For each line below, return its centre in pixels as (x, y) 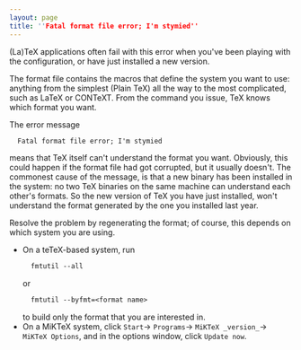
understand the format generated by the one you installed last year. (134, 206)
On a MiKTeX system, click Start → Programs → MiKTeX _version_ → (145, 327)
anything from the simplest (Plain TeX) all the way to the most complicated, (148, 88)
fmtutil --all (57, 267)
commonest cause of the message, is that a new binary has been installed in (151, 177)
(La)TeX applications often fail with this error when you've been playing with (150, 51)
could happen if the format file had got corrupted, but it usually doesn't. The (150, 168)
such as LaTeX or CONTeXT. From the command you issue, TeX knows (140, 97)
